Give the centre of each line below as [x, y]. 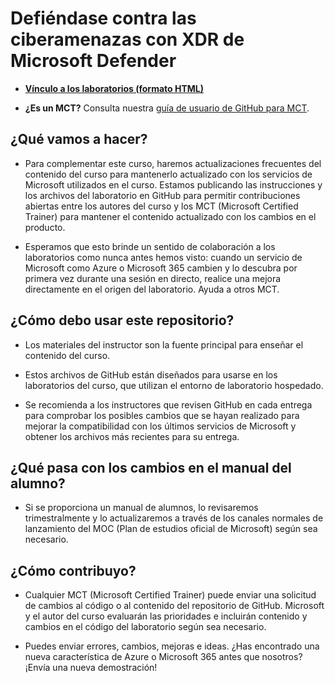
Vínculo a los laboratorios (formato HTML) [114, 88]
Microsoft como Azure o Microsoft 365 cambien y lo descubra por [161, 268]
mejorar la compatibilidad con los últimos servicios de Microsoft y [160, 426]
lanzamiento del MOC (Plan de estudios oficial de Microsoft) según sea [171, 529]
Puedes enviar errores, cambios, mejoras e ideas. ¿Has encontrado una [172, 646]
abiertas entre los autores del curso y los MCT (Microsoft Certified [161, 206]
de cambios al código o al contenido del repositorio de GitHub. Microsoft [174, 606]
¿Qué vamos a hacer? [79, 139]
